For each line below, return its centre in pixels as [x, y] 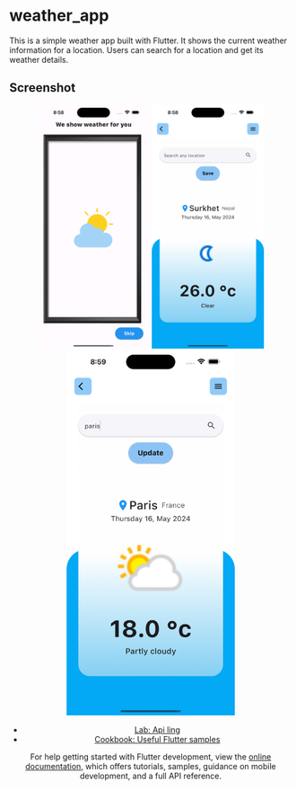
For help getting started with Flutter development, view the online [151, 757]
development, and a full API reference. [151, 776]
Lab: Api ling [157, 730]
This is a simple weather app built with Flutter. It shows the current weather [148, 40]
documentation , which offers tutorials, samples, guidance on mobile [151, 767]
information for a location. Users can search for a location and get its [136, 49]
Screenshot [43, 88]
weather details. [39, 59]
